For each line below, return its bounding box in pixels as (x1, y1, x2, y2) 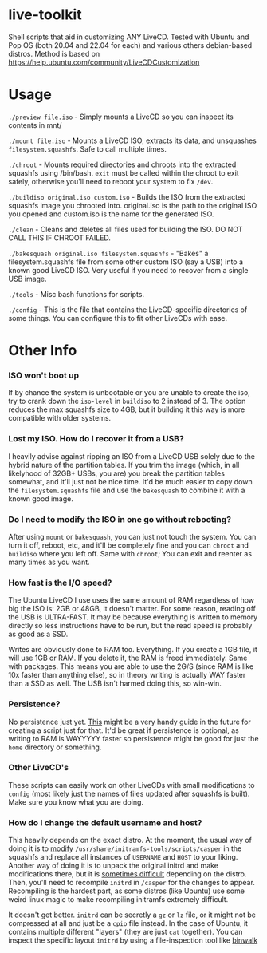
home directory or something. (8, 742, 102, 752)
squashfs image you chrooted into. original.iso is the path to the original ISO (8, 200, 257, 210)
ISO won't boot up (8, 370, 80, 381)
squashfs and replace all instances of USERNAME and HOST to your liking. (8, 852, 238, 862)
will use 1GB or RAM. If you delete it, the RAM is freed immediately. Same (8, 653, 248, 663)
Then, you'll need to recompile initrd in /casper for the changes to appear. (8, 878, 255, 888)
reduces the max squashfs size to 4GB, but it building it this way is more (8, 405, 245, 414)
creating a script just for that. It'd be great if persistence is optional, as (8, 725, 239, 735)
